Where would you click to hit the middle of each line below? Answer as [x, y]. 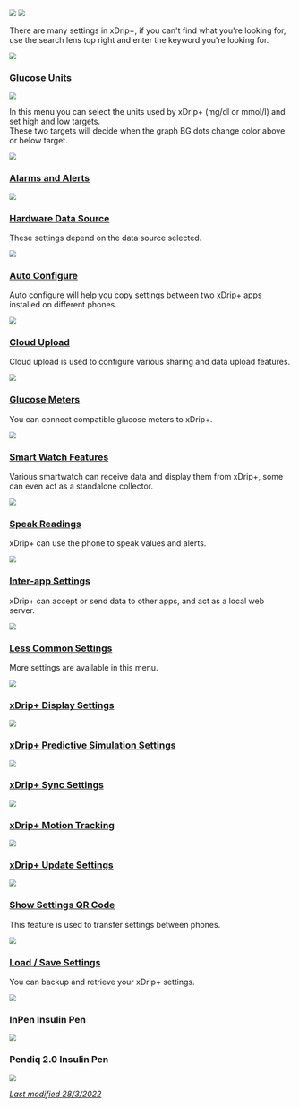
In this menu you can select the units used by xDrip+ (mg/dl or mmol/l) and [147, 112]
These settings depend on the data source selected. [106, 238]
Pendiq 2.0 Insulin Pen [59, 1060]
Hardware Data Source [60, 218]
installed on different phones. [64, 305]
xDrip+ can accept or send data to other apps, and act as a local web [137, 601]
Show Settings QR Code [62, 905]
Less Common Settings [61, 648]
